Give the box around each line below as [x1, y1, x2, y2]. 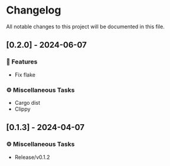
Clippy [14, 105, 31, 112]
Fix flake [14, 71, 35, 78]
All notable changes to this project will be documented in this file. [6, 23, 165, 30]
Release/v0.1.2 [14, 154, 50, 161]
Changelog [6, 4, 61, 17]
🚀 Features [6, 58, 38, 66]
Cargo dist [14, 99, 40, 106]
